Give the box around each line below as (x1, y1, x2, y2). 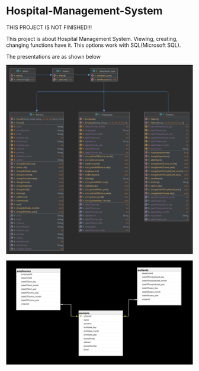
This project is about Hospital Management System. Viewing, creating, (6, 35, 178, 42)
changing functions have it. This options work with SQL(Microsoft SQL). (6, 41, 181, 49)
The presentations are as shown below (6, 53, 101, 60)
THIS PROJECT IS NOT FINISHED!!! (6, 24, 92, 31)
